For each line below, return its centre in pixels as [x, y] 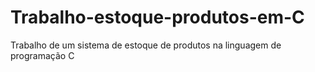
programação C [42, 55]
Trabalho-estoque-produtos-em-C [157, 17]
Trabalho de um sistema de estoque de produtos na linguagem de [146, 45]
